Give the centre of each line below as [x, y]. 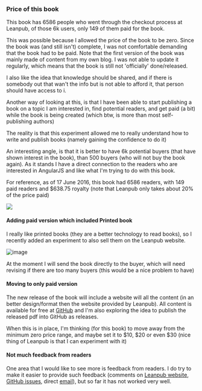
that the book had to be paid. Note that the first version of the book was [95, 53]
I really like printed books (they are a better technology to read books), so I [99, 234]
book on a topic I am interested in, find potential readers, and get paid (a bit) [101, 109]
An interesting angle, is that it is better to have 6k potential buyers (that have [101, 151]
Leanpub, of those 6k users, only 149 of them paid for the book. [85, 28]
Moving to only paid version [42, 284]
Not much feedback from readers [49, 355]
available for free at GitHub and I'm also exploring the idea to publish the [96, 310]
